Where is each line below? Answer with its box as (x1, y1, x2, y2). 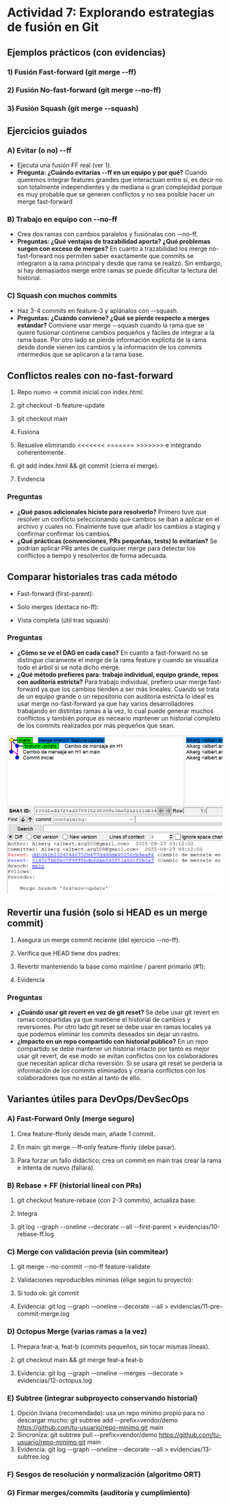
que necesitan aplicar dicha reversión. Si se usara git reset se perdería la (16, 1060, 222, 1068)
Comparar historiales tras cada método (7, 571, 178, 583)
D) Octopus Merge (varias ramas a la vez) (7, 1327, 147, 1336)
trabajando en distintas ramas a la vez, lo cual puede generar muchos (16, 707, 214, 715)
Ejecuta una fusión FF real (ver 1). (16, 161, 112, 169)
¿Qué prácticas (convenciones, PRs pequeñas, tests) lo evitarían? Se (16, 536, 218, 545)
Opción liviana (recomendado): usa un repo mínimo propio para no (16, 1409, 205, 1417)
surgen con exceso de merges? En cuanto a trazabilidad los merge (16, 245, 207, 253)
